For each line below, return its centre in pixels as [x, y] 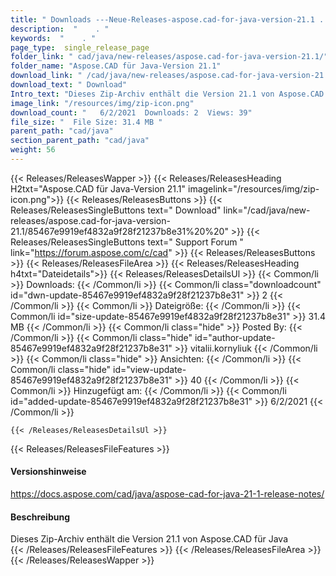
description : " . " [60, 29]
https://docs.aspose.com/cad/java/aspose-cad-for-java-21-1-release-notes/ [167, 494]
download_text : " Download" [69, 85]
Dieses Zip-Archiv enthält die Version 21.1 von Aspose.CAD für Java [149, 539]
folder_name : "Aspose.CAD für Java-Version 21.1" [116, 66]
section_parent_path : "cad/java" [80, 141]
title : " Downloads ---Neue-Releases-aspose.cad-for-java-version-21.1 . [167, 19]
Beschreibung [40, 517]
